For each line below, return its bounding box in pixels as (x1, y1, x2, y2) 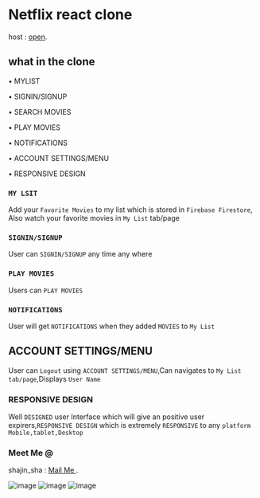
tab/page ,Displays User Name (8, 374, 101, 383)
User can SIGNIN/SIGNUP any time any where (8, 249, 153, 259)
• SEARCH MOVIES (8, 107, 72, 116)
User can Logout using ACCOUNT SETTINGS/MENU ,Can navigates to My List (8, 365, 242, 375)
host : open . (8, 32, 48, 41)
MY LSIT (8, 189, 38, 198)
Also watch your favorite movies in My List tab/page (8, 214, 180, 223)
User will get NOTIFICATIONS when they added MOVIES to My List (8, 321, 215, 331)
